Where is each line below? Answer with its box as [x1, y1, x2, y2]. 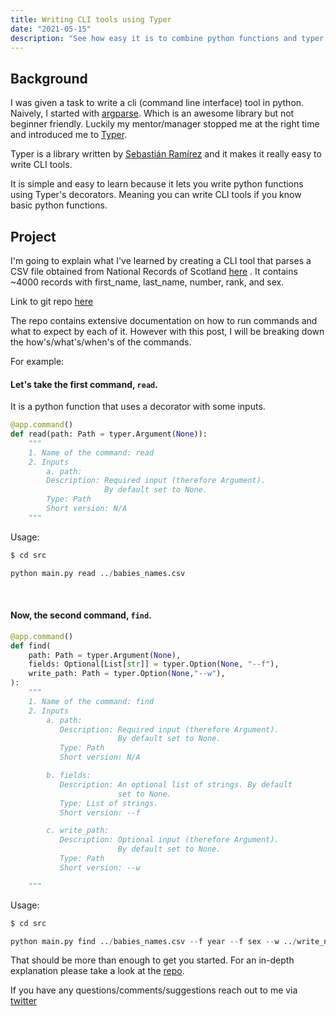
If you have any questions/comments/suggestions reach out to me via [10, 984, 298, 996]
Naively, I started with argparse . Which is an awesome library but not [10, 107, 295, 120]
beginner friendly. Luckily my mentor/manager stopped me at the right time [10, 118, 320, 130]
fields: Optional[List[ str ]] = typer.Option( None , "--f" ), [28, 659, 280, 670]
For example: [10, 356, 65, 367]
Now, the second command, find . [10, 609, 152, 621]
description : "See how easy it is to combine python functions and [10, 33, 298, 43]
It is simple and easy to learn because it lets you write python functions [10, 178, 304, 190]
